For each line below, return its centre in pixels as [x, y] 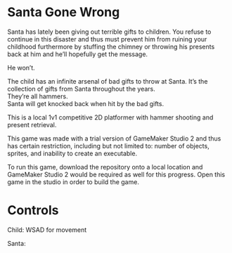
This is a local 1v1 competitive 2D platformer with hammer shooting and [110, 117]
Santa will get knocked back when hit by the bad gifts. [85, 103]
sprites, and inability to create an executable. [72, 153]
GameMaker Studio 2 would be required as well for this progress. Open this [116, 174]
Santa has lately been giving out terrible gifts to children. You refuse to [109, 32]
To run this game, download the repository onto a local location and [105, 167]
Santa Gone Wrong [64, 12]
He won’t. [21, 67]
